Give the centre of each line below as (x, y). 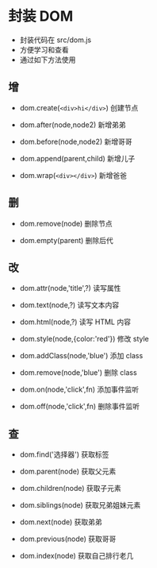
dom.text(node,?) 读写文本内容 (69, 305)
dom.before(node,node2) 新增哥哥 (76, 141)
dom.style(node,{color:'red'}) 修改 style (84, 339)
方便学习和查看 (44, 49)
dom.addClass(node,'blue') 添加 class (81, 356)
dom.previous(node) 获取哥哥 (68, 539)
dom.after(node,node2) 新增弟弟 (73, 125)
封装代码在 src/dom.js (56, 40)
